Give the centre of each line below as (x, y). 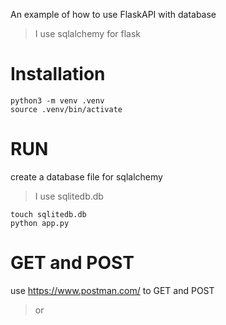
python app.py (40, 223)
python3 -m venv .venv (57, 100)
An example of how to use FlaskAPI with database (113, 14)
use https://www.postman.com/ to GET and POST (112, 290)
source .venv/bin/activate (66, 109)
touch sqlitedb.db (48, 214)
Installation (58, 74)
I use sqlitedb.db (69, 196)
